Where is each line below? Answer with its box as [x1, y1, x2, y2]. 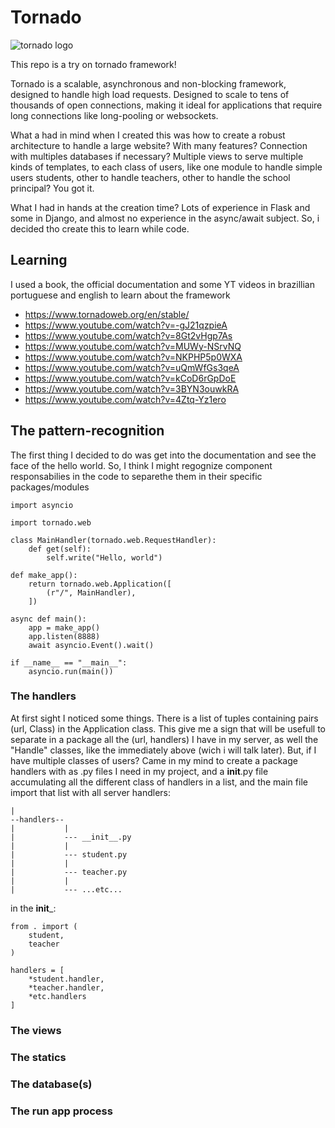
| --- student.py [10, 849, 128, 860]
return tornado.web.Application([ [28, 579, 172, 589]
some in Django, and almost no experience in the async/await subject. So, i [10, 212, 320, 224]
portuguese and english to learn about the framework [10, 289, 231, 301]
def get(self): [28, 544, 92, 554]
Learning [10, 252, 68, 269]
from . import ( [10, 921, 78, 931]
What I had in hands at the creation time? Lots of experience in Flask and [10, 201, 311, 213]
